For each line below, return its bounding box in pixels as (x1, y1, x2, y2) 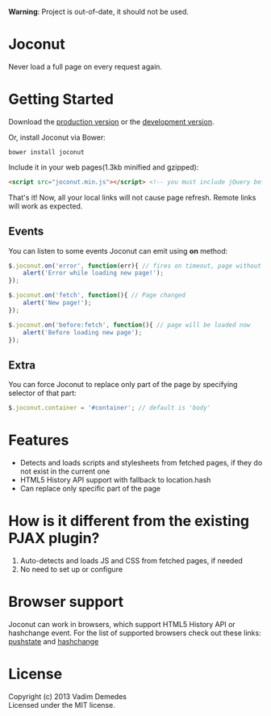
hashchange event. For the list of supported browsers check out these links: (8, 628, 261, 638)
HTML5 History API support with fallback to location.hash (19, 475, 211, 485)
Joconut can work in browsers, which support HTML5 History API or (8, 619, 236, 629)
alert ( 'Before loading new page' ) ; (23, 328, 143, 336)
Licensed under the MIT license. (8, 700, 115, 710)
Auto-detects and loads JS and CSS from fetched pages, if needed (19, 556, 244, 565)
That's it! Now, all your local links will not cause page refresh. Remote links (8, 192, 256, 202)
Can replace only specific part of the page (19, 484, 161, 494)
